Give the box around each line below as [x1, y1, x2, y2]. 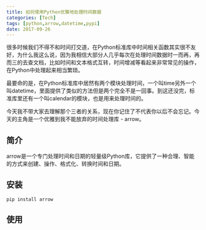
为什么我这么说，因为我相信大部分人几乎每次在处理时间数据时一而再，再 [17, 51, 200, 59]
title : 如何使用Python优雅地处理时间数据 [6, 9, 102, 15]
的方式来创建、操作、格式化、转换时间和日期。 [6, 160, 124, 168]
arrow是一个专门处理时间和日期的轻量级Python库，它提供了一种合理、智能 [6, 152, 195, 160]
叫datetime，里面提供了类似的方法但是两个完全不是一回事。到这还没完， [6, 87, 190, 95]
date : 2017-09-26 [6, 26, 51, 32]
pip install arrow [6, 196, 53, 202]
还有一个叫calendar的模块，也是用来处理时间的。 [22, 95, 147, 102]
